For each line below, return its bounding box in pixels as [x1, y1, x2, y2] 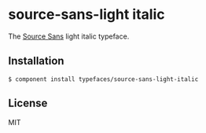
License [8, 97, 48, 110]
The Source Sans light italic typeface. [8, 31, 130, 41]
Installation [8, 54, 64, 68]
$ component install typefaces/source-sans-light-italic [8, 75, 199, 83]
